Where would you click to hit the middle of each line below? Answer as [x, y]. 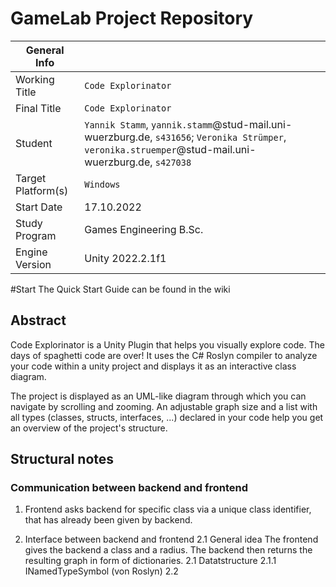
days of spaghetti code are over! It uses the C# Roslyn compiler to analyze [164, 355]
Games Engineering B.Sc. [144, 229]
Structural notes [62, 459]
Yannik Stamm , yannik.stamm [148, 124]
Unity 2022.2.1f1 [125, 258]
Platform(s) [42, 190]
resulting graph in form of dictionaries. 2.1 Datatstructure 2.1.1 [150, 561]
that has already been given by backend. [108, 520]
